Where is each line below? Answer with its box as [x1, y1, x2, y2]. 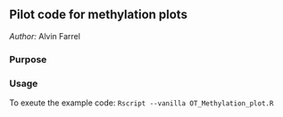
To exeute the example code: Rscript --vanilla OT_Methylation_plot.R [9, 97, 274, 108]
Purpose [9, 53, 47, 65]
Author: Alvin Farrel [9, 30, 80, 41]
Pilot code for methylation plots [9, 7, 187, 22]
